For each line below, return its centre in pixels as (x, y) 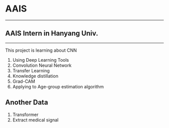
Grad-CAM (24, 81)
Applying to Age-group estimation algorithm (58, 86)
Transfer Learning (31, 70)
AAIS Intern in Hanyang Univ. (52, 33)
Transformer (25, 114)
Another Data (27, 103)
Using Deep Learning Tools (41, 60)
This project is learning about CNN (41, 50)
